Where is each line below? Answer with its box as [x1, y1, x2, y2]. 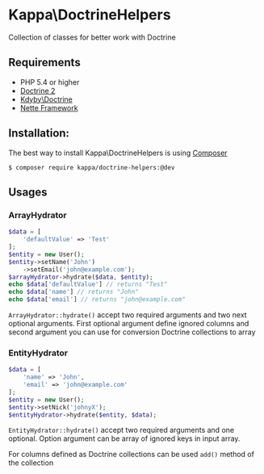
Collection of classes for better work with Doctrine [8, 32, 176, 42]
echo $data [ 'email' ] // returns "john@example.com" [8, 296, 186, 304]
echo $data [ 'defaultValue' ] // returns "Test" [8, 280, 168, 288]
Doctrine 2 [19, 86, 56, 95]
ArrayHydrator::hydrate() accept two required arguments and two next [8, 310, 248, 320]
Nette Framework [19, 103, 78, 112]
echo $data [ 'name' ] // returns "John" [8, 288, 139, 296]
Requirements [8, 56, 81, 69]
